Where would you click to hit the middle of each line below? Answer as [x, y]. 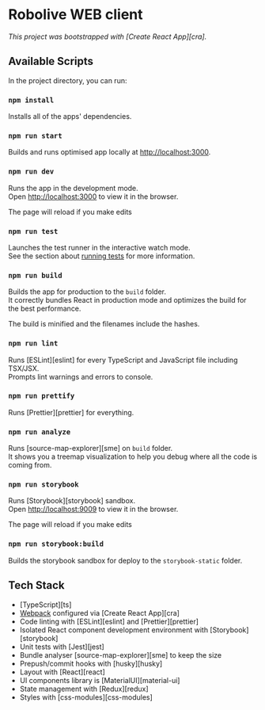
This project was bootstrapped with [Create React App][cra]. [108, 36]
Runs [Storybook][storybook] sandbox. [72, 501]
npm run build [35, 275]
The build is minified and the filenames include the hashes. [104, 324]
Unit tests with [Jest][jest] [62, 647]
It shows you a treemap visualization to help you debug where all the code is [133, 456]
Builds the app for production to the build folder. [87, 292]
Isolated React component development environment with [114, 630]
